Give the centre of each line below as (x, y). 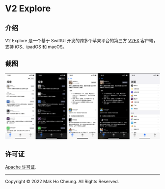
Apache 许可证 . (21, 167)
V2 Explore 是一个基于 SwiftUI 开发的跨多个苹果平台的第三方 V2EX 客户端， (82, 40)
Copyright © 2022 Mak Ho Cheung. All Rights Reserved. (62, 181)
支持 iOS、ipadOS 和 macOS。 (36, 47)
